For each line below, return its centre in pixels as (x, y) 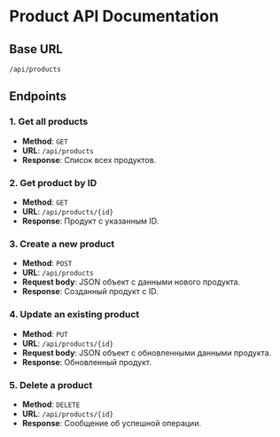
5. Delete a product (51, 385)
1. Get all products (49, 121)
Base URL (36, 49)
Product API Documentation (114, 16)
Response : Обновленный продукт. (87, 362)
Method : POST (47, 263)
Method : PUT (45, 333)
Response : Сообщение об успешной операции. (112, 423)
